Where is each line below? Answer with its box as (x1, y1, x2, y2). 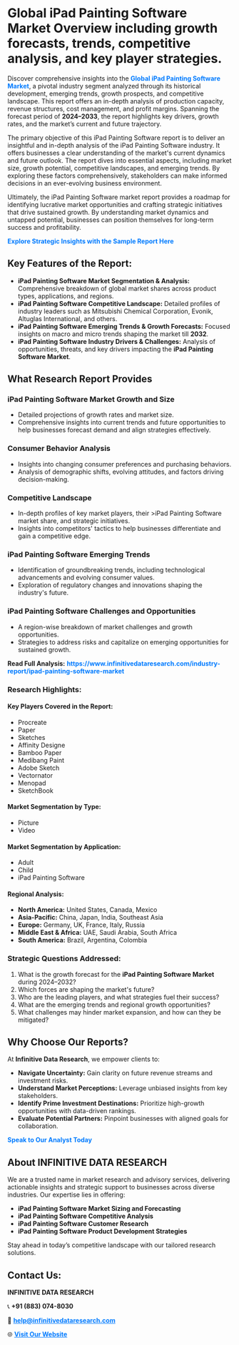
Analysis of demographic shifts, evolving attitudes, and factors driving (17, 467, 224, 476)
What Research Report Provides (7, 373, 153, 385)
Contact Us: (7, 1269, 62, 1281)
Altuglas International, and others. (17, 314, 118, 323)
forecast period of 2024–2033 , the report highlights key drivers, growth (7, 112, 219, 121)
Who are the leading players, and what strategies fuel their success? (17, 993, 220, 1001)
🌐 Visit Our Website (7, 1330, 68, 1339)
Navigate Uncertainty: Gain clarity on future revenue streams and (17, 1069, 213, 1077)
